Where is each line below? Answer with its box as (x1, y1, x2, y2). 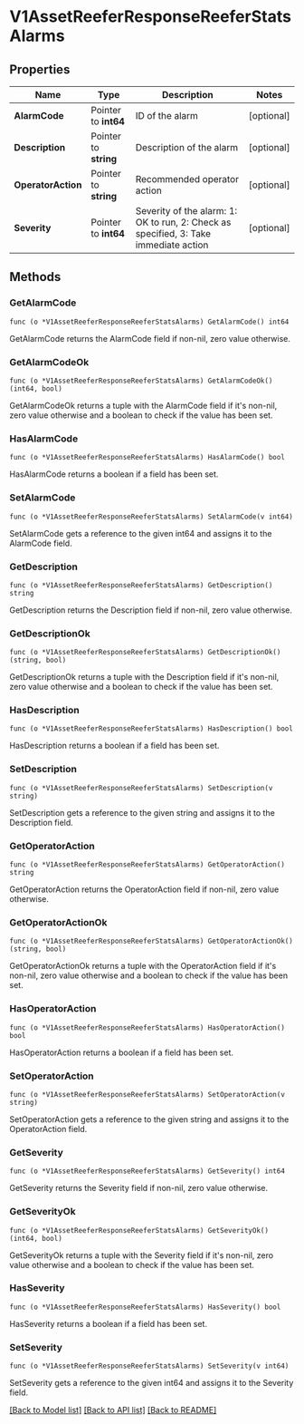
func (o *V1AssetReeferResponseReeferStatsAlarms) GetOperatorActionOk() (9, 936, 294, 946)
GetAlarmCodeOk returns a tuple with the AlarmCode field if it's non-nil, (9, 400, 278, 411)
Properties (9, 62, 71, 77)
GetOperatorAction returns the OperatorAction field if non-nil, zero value (9, 884, 280, 895)
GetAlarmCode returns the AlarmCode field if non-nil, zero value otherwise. (9, 333, 291, 344)
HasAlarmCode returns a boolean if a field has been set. (9, 469, 219, 480)
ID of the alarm (135, 110, 199, 121)
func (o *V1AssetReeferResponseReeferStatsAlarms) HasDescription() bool (9, 724, 294, 733)
